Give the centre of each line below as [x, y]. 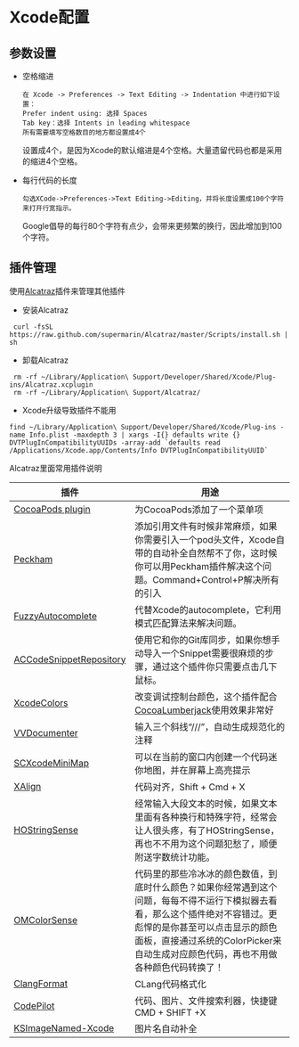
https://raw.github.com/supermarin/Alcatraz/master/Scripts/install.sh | [149, 334]
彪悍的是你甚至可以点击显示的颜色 [206, 927]
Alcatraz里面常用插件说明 [56, 468]
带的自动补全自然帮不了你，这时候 [206, 552]
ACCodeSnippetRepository [70, 659]
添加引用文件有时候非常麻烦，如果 [206, 526]
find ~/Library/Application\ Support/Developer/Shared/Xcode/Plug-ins [143, 427]
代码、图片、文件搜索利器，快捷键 [206, 1001]
